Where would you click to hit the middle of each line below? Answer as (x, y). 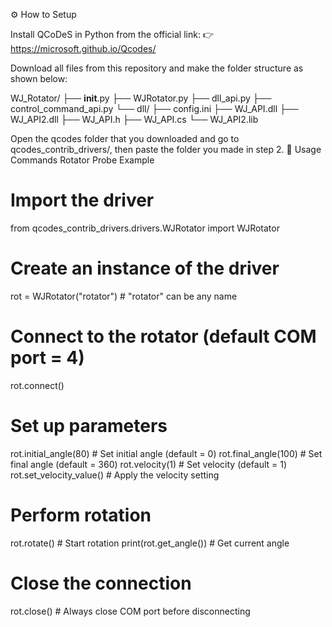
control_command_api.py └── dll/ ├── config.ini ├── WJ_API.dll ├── (154, 108)
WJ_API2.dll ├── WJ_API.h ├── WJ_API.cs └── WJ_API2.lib (134, 119)
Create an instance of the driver (145, 268)
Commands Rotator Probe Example (82, 160)
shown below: (39, 78)
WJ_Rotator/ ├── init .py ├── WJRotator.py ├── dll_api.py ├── (141, 98)
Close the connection (101, 583)
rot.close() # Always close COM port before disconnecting (130, 611)
